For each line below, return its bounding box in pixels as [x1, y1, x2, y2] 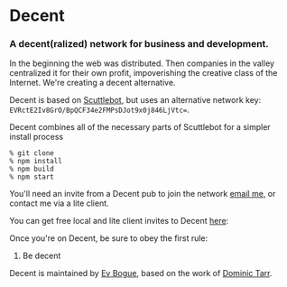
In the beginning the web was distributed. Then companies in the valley [9, 58, 275, 69]
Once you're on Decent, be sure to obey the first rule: [9, 233, 208, 244]
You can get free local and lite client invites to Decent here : [9, 216, 229, 227]
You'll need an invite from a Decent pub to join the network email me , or [9, 189, 276, 199]
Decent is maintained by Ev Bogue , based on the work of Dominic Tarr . [9, 268, 273, 279]
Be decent [22, 250, 61, 262]
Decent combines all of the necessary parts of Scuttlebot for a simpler [9, 122, 271, 133]
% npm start [9, 172, 54, 181]
